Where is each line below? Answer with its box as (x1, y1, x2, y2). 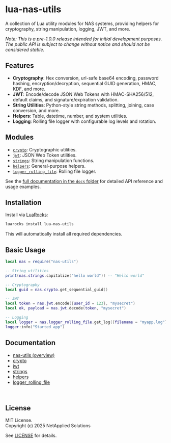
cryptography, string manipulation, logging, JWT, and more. (5, 25, 131, 32)
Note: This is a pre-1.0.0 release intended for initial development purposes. (5, 36, 162, 42)
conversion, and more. (12, 107, 60, 113)
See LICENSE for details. (5, 432, 57, 439)
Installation (5, 198, 42, 207)
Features (5, 61, 34, 70)
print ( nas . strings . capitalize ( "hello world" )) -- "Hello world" (5, 273, 145, 278)
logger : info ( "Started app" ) (5, 324, 65, 329)
